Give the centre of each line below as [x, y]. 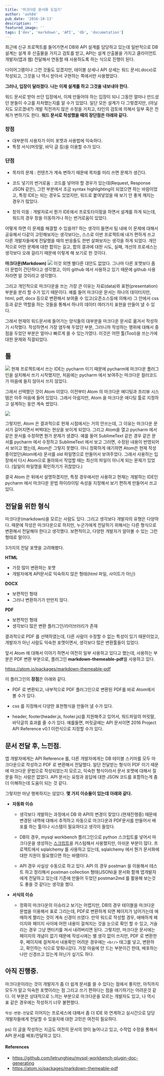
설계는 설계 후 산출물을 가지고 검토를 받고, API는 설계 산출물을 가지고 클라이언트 [81, 53]
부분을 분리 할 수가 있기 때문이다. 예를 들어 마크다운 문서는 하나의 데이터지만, [78, 292]
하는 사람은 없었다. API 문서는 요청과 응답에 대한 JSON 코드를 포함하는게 [83, 777]
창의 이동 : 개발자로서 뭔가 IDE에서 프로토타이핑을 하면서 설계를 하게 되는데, [84, 212]
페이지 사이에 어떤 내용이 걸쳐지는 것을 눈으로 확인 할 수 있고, [91, 924]
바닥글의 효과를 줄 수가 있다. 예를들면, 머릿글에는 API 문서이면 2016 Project [84, 723]
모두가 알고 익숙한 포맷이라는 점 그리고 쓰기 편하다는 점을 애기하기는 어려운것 [78, 990]
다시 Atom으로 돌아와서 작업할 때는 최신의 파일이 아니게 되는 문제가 [82, 460]
